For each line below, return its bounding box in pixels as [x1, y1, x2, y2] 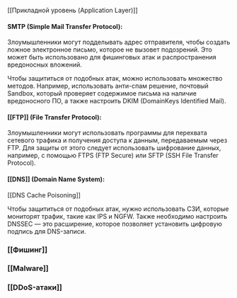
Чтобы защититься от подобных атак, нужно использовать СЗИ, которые [7, 205, 229, 213]
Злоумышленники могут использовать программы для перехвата [7, 129, 207, 137]
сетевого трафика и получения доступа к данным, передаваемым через [7, 136, 228, 144]
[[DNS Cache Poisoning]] [7, 190, 81, 199]
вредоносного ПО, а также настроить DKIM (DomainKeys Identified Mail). [7, 97, 226, 105]
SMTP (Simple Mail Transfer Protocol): [7, 22, 123, 30]
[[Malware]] [7, 263, 50, 273]
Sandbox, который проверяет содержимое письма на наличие [7, 89, 197, 98]
